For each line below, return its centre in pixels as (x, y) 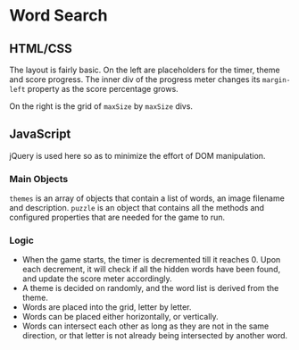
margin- (276, 80)
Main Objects (39, 179)
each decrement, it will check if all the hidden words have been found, (151, 270)
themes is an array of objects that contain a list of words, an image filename (147, 198)
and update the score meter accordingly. (97, 279)
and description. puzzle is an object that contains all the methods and (137, 208)
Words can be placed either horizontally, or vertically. (120, 317)
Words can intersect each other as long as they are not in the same (145, 326)
